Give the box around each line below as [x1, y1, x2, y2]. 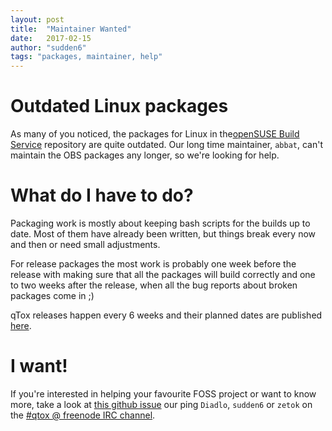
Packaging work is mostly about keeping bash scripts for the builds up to [10, 217, 311, 229]
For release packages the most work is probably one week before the [10, 258, 297, 270]
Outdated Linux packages [10, 95, 229, 118]
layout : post [10, 14, 65, 25]
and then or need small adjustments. [10, 239, 161, 250]
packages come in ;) [10, 290, 95, 301]
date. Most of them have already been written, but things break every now [10, 228, 317, 240]
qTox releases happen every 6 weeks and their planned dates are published [10, 309, 323, 321]
